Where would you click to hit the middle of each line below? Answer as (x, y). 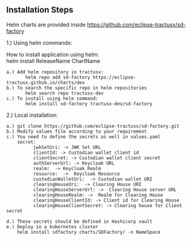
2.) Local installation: (32, 115)
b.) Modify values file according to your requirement (77, 131)
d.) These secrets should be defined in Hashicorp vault (79, 221)
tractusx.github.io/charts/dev (46, 82)
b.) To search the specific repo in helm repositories (77, 88)
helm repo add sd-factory (58, 77)
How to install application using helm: (53, 54)
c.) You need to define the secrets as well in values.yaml (84, 137)
